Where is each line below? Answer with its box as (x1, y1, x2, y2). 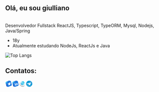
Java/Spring (5, 27, 30, 34)
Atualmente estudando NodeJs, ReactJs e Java (12, 42, 110, 49)
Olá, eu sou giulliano (5, 4, 70, 12)
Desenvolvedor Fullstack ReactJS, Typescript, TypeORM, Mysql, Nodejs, (5, 22, 155, 28)
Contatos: (5, 67, 37, 75)
